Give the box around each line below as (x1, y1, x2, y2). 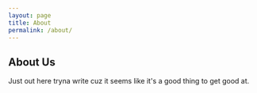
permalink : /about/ (8, 26, 73, 34)
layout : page (8, 11, 52, 20)
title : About (8, 19, 52, 27)
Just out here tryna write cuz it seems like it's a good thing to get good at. (8, 76, 250, 86)
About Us (8, 55, 56, 69)
